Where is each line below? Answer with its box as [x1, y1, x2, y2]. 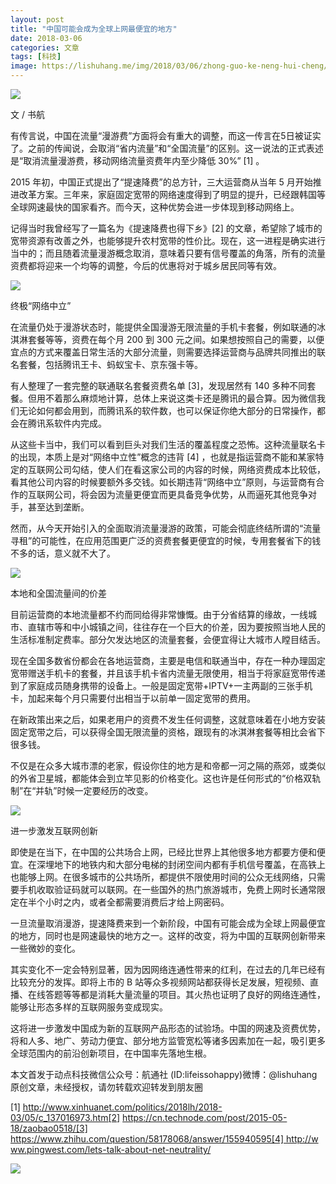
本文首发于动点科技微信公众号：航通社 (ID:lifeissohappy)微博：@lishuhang [10, 1069, 318, 1080]
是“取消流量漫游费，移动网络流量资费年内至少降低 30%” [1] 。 [10, 155, 265, 166]
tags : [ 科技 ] [10, 52, 62, 62]
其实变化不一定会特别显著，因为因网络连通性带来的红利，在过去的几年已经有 [10, 964, 326, 975]
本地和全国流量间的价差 [10, 587, 107, 599]
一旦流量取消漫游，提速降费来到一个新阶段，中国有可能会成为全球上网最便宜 [10, 917, 326, 929]
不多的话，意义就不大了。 [10, 547, 116, 559]
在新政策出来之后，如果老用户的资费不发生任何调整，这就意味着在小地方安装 [10, 714, 326, 725]
